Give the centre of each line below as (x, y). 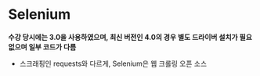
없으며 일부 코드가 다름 (42, 47)
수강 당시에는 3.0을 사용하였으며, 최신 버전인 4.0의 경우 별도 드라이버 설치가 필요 (130, 37)
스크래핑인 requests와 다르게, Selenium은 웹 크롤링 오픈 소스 (113, 63)
